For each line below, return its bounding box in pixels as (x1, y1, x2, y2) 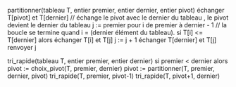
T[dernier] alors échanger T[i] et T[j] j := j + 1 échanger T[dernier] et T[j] (7, 36, 217, 44)
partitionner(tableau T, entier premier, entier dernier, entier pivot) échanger (7, 6, 225, 14)
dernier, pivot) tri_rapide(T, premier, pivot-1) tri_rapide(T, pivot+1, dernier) (7, 72, 221, 80)
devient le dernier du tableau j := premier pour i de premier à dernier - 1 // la (7, 21, 228, 29)
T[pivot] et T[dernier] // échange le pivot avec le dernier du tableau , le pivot (7, 13, 229, 22)
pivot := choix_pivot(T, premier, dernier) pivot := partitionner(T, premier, (7, 65, 215, 72)
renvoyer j (7, 43, 37, 51)
